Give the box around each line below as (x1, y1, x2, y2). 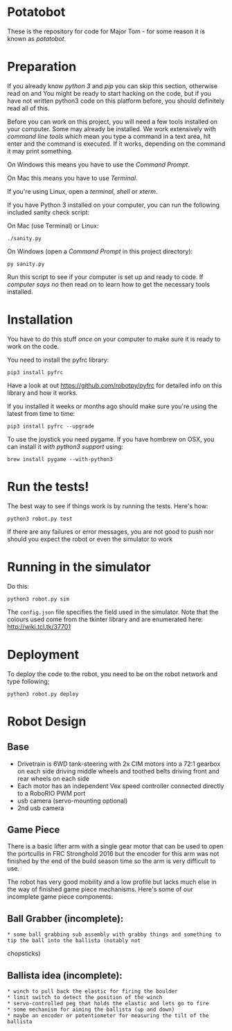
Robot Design (7, 713, 87, 729)
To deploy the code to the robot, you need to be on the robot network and (7, 669, 218, 678)
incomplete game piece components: (7, 893, 114, 901)
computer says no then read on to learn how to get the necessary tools (7, 280, 210, 288)
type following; (7, 677, 50, 685)
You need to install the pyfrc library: (7, 355, 109, 364)
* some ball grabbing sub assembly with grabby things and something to (7, 931, 222, 938)
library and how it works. (7, 388, 78, 396)
